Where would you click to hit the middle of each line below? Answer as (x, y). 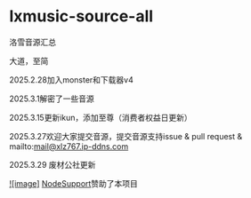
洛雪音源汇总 (32, 42)
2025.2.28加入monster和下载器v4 (71, 79)
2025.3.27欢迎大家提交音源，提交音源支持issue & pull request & (126, 136)
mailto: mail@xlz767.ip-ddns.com (69, 146)
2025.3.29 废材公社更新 (53, 164)
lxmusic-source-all (81, 16)
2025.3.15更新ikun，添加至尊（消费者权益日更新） (101, 117)
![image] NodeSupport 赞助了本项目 (73, 183)
